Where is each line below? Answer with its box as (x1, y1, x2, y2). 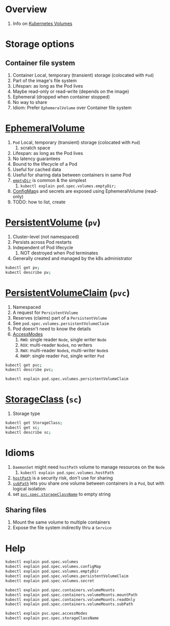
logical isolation (12, 485, 46, 491)
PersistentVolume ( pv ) (5, 217, 101, 228)
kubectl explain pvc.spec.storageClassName (5, 616, 99, 621)
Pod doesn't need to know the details (12, 325, 91, 332)
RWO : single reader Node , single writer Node (20, 336, 107, 343)
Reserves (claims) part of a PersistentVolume (12, 315, 107, 321)
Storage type (12, 410, 40, 416)
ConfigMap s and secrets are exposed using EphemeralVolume (12, 188, 144, 194)
